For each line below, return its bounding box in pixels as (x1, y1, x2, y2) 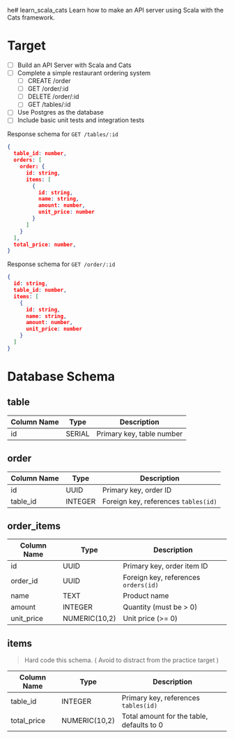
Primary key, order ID (102, 485, 172, 495)
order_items (7, 520, 61, 532)
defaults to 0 (121, 720, 164, 730)
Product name (123, 591, 169, 601)
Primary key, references (121, 693, 201, 703)
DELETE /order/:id (27, 92, 79, 101)
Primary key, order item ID (123, 562, 208, 571)
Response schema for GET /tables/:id (7, 130, 118, 138)
